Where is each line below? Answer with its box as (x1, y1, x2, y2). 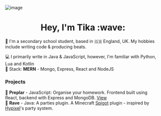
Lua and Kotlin (5, 61, 35, 67)
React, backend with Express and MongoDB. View (5, 95, 107, 101)
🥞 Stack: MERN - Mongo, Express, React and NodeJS (5, 66, 114, 72)
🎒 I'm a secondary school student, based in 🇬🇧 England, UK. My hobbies (5, 38, 155, 44)
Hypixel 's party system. (5, 105, 53, 111)
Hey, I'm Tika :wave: (40, 22, 126, 33)
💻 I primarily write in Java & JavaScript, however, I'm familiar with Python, (5, 53, 157, 59)
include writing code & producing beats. (5, 43, 86, 49)
